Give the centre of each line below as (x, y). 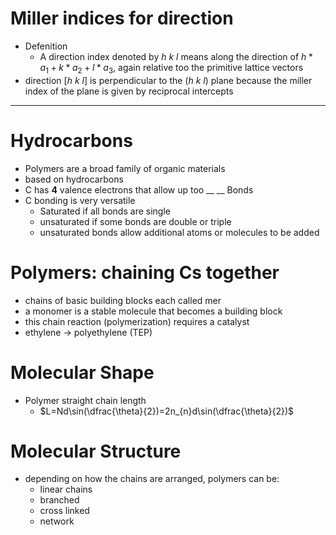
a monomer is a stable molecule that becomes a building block (153, 311)
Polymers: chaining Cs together (145, 272)
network (57, 521)
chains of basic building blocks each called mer (123, 300)
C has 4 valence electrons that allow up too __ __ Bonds (139, 189)
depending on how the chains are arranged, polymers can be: (152, 479)
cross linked (64, 511)
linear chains (66, 489)
